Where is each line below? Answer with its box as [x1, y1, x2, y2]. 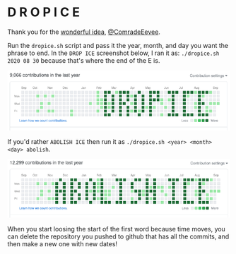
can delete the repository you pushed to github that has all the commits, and [7, 232, 230, 241]
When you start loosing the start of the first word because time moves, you [7, 225, 226, 234]
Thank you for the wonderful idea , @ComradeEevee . [7, 28, 161, 36]
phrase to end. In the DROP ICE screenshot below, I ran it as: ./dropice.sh [7, 49, 220, 57]
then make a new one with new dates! [7, 240, 118, 248]
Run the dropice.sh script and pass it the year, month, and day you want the [7, 41, 228, 49]
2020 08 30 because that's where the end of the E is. [7, 56, 160, 64]
